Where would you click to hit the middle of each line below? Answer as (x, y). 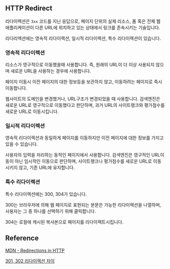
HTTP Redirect (29, 8)
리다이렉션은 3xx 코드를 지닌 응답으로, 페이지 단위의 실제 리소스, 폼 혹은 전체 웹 (83, 21)
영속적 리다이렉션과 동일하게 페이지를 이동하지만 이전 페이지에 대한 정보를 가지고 (84, 138)
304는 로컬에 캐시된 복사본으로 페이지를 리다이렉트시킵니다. (64, 222)
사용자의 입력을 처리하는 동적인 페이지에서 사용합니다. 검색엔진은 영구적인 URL (83, 155)
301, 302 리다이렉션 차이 (30, 261)
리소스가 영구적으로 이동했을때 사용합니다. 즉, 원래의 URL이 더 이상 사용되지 (80, 65)
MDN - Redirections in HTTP (35, 250)
